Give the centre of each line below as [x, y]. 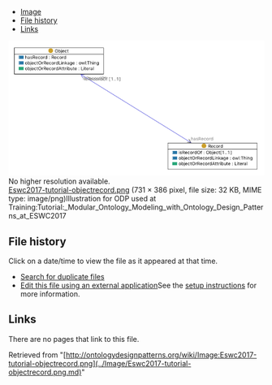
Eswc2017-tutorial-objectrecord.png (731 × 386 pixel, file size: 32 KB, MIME [135, 190]
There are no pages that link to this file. [74, 339]
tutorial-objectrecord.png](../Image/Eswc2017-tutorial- [100, 363]
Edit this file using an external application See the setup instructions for [138, 285]
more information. [50, 294]
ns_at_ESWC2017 [37, 216]
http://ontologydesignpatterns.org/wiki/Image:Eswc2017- [161, 355]
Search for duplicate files [62, 276]
